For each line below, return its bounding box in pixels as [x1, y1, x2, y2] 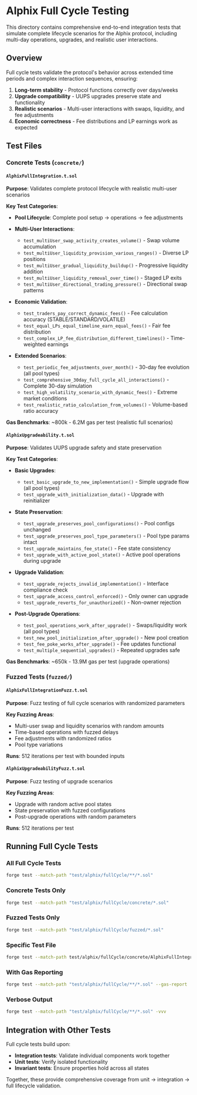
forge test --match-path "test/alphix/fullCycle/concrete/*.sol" [6, 900, 169, 906]
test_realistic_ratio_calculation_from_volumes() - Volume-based [23, 401, 188, 408]
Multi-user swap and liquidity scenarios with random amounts [14, 722, 164, 729]
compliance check [23, 586, 68, 593]
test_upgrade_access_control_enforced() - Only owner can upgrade [23, 593, 189, 600]
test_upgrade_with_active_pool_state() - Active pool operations [23, 551, 181, 558]
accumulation [23, 243, 57, 251]
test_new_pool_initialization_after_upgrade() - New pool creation [23, 634, 189, 642]
